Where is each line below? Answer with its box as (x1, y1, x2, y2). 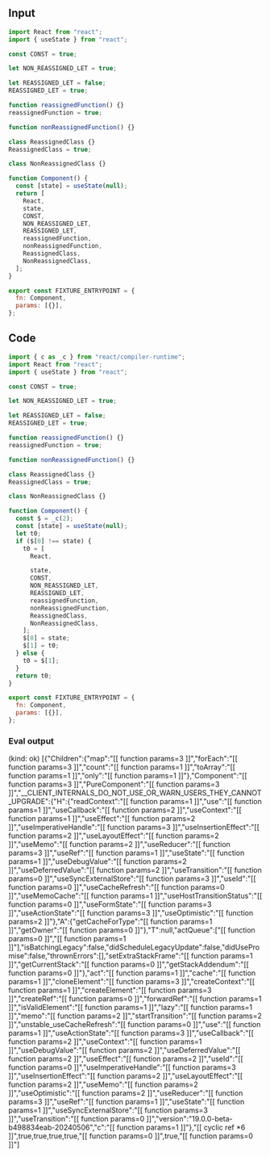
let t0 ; (15, 529, 42, 538)
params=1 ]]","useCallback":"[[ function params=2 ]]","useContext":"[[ (8, 805, 242, 815)
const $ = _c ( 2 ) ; (15, 514, 74, 523)
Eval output (8, 735, 55, 746)
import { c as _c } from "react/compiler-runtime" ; (8, 353, 185, 361)
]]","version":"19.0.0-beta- (146, 1114, 234, 1124)
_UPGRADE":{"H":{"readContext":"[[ (8, 797, 129, 807)
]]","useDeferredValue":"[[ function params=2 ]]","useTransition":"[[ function (8, 866, 262, 875)
